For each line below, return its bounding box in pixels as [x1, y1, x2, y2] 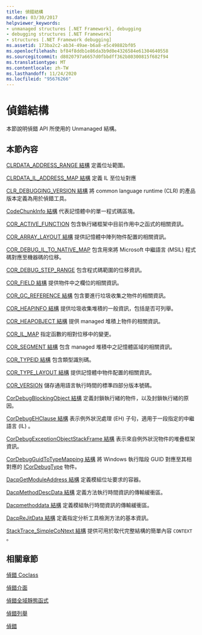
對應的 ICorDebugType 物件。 [6, 463, 80, 470]
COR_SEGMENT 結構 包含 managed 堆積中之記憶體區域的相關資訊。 [6, 343, 176, 350]
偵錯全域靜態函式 [6, 596, 49, 604]
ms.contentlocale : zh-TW [6, 65, 69, 71]
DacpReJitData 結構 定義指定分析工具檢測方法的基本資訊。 [6, 514, 152, 522]
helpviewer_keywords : [6, 20, 61, 26]
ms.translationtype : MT [6, 59, 66, 65]
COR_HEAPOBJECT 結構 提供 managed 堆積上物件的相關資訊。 [6, 317, 164, 324]
